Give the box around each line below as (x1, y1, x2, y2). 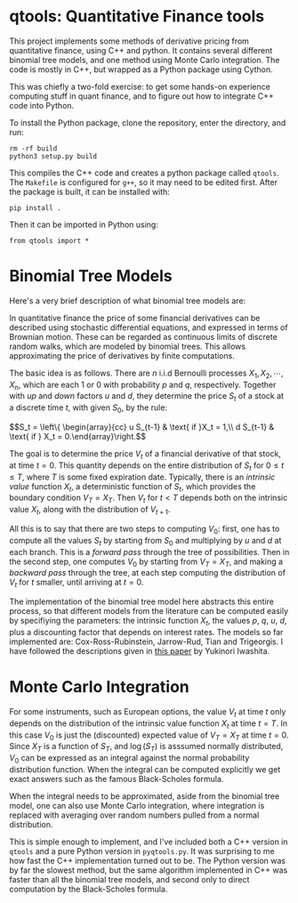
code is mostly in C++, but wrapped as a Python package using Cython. (9, 64, 273, 75)
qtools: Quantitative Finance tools (9, 6, 265, 27)
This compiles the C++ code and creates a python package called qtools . (9, 167, 279, 178)
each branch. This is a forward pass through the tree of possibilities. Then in (9, 546, 290, 557)
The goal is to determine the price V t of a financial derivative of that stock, (9, 448, 282, 461)
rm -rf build (9, 144, 58, 153)
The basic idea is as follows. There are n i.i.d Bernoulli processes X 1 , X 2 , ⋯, (9, 367, 284, 380)
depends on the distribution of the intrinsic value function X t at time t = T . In (9, 718, 287, 730)
